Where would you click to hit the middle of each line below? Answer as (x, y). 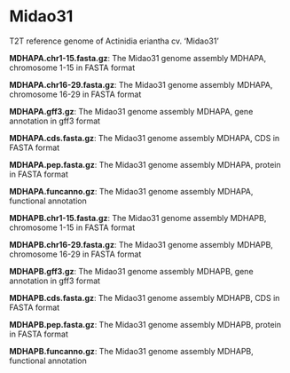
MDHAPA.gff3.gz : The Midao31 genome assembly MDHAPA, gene (131, 111)
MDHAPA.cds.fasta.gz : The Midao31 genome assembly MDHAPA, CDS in (145, 138)
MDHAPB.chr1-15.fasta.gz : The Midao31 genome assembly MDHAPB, (138, 218)
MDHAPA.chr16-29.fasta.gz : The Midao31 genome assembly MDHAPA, (141, 84)
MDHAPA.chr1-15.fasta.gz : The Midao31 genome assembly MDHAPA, (138, 58)
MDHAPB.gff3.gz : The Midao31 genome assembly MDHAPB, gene (132, 271)
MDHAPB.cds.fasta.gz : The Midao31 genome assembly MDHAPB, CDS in (145, 298)
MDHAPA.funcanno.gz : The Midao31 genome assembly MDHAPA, (131, 191)
